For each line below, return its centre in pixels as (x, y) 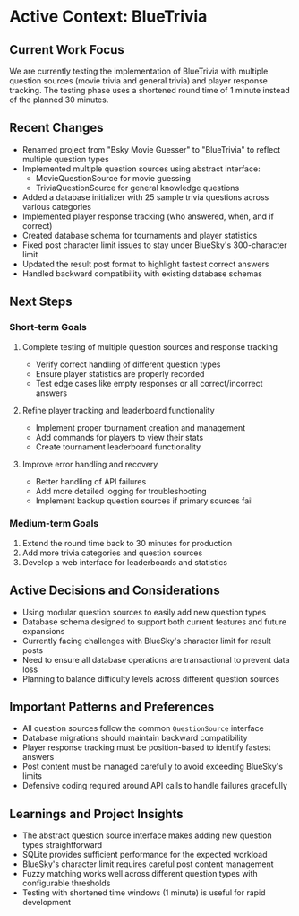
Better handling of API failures (91, 481)
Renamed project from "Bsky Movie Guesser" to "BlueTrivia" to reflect (151, 149)
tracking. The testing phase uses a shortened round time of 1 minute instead (149, 90)
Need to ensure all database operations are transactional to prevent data (156, 659)
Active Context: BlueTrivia (108, 17)
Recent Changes (57, 128)
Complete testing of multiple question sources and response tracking (149, 346)
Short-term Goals (48, 327)
